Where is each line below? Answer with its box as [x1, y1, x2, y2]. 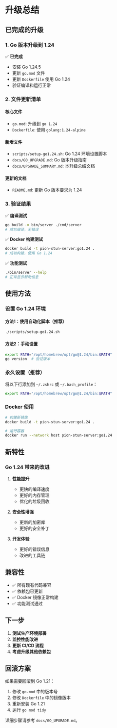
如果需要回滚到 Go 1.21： [5, 678, 55, 684]
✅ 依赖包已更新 [12, 588, 43, 594]
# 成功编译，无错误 [5, 227, 39, 232]
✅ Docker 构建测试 [5, 236, 43, 242]
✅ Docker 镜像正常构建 [12, 594, 58, 600]
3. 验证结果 [5, 201, 31, 208]
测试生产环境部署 [12, 630, 47, 636]
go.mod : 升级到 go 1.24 [12, 121, 58, 127]
